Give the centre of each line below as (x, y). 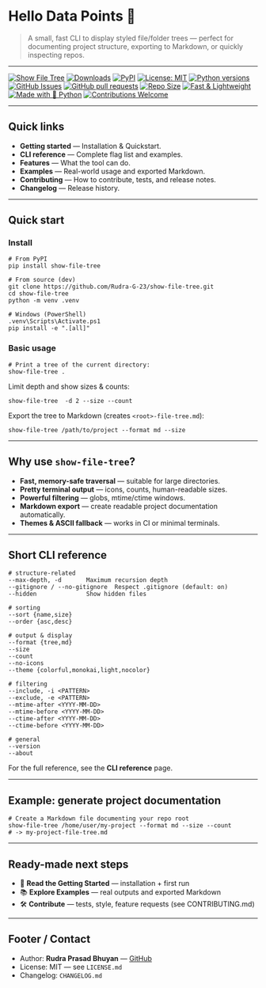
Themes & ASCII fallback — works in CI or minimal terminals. (120, 522)
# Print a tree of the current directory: (79, 365)
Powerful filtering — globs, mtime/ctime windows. (103, 497)
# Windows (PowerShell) (47, 315)
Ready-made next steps (68, 864)
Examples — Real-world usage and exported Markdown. (112, 171)
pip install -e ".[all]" (49, 329)
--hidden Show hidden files (78, 594)
